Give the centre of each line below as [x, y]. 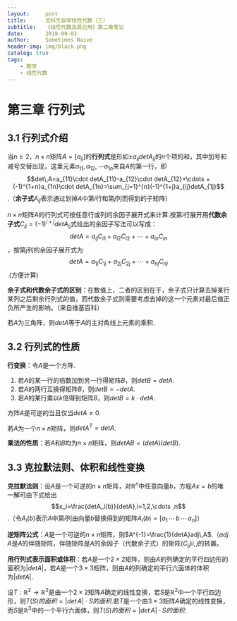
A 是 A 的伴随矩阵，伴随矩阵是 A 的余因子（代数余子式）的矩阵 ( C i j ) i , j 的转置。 [115, 544]
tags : [15, 60]
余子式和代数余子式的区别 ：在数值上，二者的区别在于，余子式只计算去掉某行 [119, 290]
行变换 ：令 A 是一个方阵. [41, 365]
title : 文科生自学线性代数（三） [58, 20]
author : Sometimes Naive [50, 40]
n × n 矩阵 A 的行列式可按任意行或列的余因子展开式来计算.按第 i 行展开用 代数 [114, 214]
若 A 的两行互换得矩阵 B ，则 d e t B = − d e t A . [76, 389]
